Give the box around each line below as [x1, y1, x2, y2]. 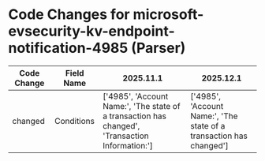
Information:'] [102, 140, 154, 151]
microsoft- [132, 6, 204, 24]
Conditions [54, 115, 95, 126]
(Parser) [131, 39, 186, 57]
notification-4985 [8, 39, 129, 57]
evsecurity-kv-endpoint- [8, 22, 175, 40]
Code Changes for [8, 6, 130, 24]
